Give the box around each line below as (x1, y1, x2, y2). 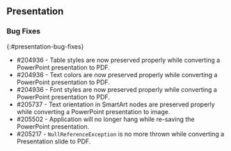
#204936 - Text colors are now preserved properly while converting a (16, 70, 218, 79)
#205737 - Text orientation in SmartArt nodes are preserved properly (16, 100, 215, 109)
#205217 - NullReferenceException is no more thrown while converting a (16, 129, 225, 138)
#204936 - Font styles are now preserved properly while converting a (16, 85, 217, 93)
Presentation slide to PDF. (16, 137, 91, 145)
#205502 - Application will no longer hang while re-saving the (16, 115, 195, 123)
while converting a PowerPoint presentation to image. (16, 107, 170, 116)
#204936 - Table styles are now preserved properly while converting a (16, 56, 221, 64)
